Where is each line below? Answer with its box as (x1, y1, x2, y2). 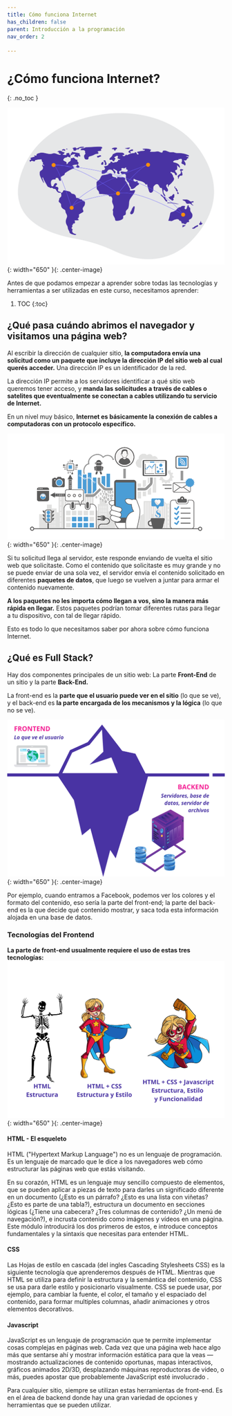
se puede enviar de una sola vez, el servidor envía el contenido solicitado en (7, 569, 225, 577)
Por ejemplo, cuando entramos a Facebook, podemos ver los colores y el (7, 891, 215, 899)
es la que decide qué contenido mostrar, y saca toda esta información (19, 905, 219, 914)
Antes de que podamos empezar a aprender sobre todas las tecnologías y (7, 279, 218, 287)
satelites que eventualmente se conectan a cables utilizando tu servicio (7, 392, 217, 400)
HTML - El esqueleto (7, 1134, 67, 1143)
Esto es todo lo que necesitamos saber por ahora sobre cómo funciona (7, 625, 209, 633)
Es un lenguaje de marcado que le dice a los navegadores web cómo (7, 1157, 203, 1166)
